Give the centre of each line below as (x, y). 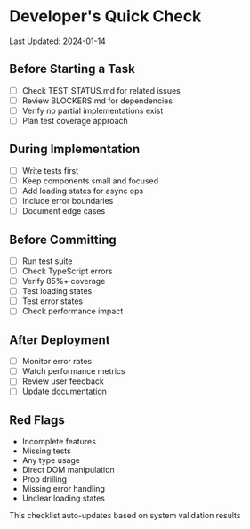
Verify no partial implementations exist (93, 110)
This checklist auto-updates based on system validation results (125, 516)
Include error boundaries (68, 201)
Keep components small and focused (90, 181)
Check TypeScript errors (67, 271)
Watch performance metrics (73, 371)
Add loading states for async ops (83, 191)
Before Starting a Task (72, 69)
